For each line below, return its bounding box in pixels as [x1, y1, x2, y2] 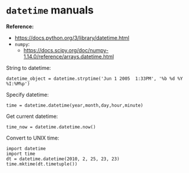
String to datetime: [6, 64, 51, 71]
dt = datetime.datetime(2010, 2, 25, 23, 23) [6, 156, 120, 162]
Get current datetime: [6, 113, 58, 120]
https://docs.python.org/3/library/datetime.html [14, 34, 130, 41]
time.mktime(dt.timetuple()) [6, 161, 78, 167]
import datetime [6, 145, 46, 151]
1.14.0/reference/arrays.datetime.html [23, 53, 114, 60]
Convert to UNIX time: [6, 134, 59, 141]
